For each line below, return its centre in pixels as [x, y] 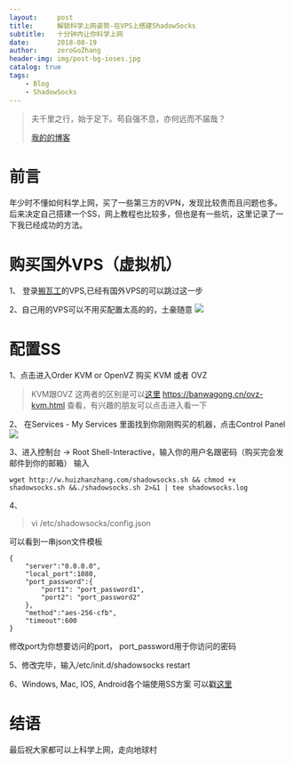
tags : [19, 76]
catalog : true [36, 68]
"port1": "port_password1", [93, 590]
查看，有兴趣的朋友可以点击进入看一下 [137, 405]
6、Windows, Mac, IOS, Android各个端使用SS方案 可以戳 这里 [121, 684]
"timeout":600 [51, 621]
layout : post [41, 17]
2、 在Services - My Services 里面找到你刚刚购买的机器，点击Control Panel [147, 425]
